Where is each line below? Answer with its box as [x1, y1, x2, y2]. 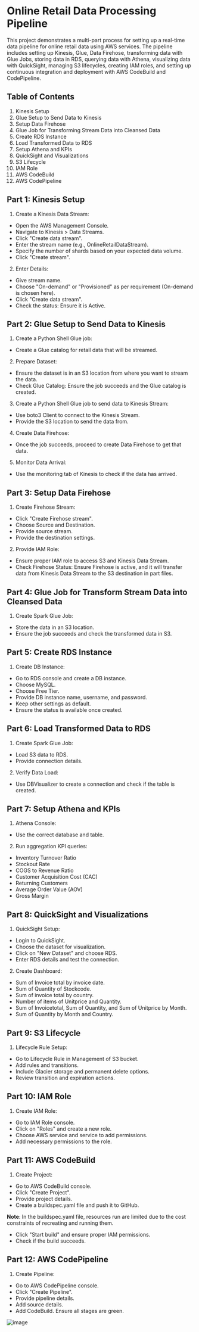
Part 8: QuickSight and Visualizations [7, 910, 148, 920]
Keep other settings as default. [15, 700, 91, 707]
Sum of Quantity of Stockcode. [15, 985, 92, 992]
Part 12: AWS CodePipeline [7, 1255, 109, 1265]
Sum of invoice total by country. [15, 992, 94, 999]
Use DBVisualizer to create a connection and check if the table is [15, 780, 175, 788]
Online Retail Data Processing [7, 4, 157, 18]
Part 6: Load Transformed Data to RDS [7, 724, 151, 734]
